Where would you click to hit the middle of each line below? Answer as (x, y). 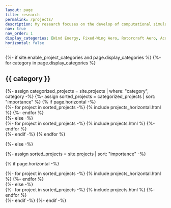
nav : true (16, 29)
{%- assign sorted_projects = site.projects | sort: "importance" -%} (76, 154)
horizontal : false (25, 43)
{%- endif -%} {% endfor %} (35, 134)
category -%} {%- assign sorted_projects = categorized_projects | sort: (80, 96)
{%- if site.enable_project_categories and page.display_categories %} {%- (83, 57)
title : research (22, 15)
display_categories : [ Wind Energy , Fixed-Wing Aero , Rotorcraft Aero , (82, 39)
